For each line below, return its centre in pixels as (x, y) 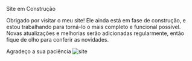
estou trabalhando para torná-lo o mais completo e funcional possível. (94, 27)
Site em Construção (31, 9)
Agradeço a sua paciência (39, 51)
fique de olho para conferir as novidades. (58, 40)
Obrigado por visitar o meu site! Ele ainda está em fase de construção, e (96, 20)
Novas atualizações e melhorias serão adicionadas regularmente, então (95, 33)
